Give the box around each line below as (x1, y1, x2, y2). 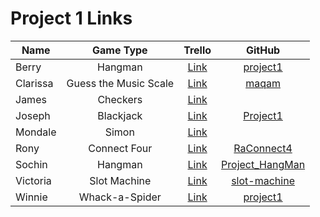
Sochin (15, 157, 48, 171)
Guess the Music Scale (66, 76, 175, 90)
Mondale (15, 125, 57, 139)
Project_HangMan (221, 157, 306, 171)
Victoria (15, 173, 52, 187)
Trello (183, 43, 212, 57)
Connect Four (88, 141, 153, 155)
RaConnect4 (233, 141, 293, 155)
